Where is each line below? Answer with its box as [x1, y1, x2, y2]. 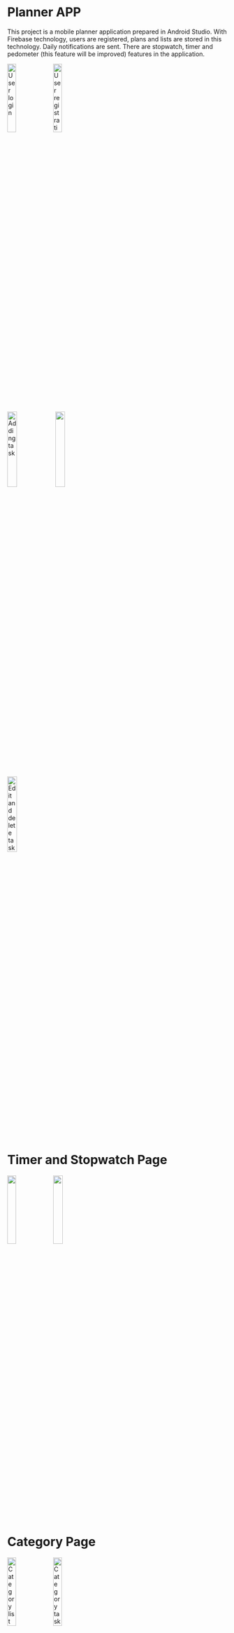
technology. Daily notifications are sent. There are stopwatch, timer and [7, 42, 213, 50]
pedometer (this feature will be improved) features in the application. [7, 50, 205, 58]
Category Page [7, 1534, 96, 1550]
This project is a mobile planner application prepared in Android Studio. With [7, 27, 227, 36]
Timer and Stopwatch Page [7, 1152, 168, 1168]
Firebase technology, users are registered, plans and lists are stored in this [7, 34, 222, 43]
